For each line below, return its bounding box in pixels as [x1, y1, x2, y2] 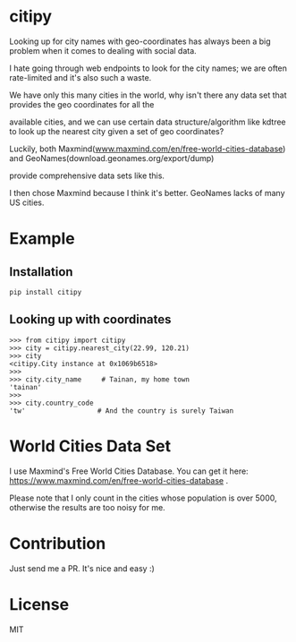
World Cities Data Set [9, 436, 172, 456]
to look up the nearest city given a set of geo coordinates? [9, 125, 224, 136]
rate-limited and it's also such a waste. [9, 72, 152, 82]
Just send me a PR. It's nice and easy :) [9, 562, 155, 574]
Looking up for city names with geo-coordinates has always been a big [9, 36, 271, 47]
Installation [9, 264, 73, 279]
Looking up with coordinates [9, 312, 172, 328]
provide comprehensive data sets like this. [9, 170, 165, 181]
